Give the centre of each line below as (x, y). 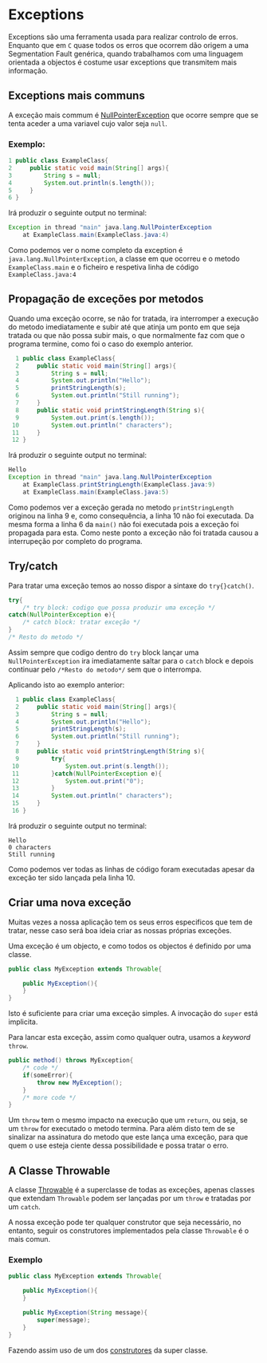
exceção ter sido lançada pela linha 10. (72, 877)
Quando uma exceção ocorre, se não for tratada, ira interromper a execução (133, 318)
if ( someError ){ (48, 1075)
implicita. (23, 1022)
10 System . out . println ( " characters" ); (92, 425)
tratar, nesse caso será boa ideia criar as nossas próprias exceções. (120, 930)
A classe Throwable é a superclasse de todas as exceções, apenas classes (132, 1190)
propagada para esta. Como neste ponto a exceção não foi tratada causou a (133, 533)
